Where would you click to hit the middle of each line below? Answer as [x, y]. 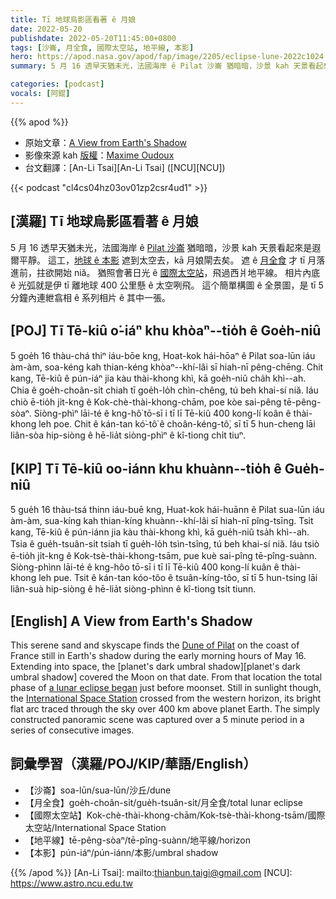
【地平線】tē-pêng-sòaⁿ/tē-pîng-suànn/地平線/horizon [137, 840]
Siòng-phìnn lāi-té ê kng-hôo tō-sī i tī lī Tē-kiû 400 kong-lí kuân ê [145, 567]
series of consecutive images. [72, 730]
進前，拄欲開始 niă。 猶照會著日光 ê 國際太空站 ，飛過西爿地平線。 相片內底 [165, 272]
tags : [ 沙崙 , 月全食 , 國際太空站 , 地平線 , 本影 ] [102, 47]
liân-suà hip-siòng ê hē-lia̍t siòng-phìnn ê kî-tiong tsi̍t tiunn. [133, 589]
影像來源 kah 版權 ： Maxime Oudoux [99, 155]
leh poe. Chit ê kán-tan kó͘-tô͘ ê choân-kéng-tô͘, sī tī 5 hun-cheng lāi [177, 424]
